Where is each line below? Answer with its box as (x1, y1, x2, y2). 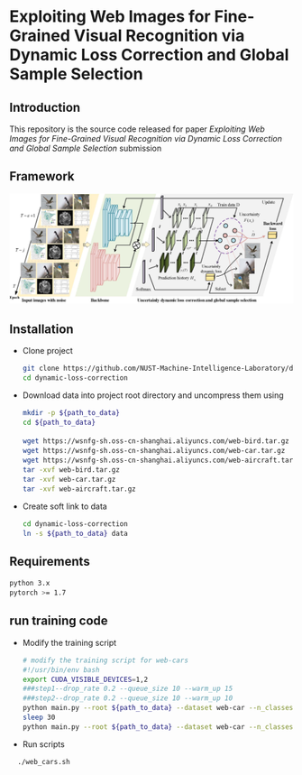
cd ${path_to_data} (22, 418, 96, 427)
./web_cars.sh (17, 757, 70, 766)
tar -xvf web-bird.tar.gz (22, 466, 120, 475)
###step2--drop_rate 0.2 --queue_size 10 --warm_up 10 (22, 694, 233, 703)
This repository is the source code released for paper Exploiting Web (9, 124, 266, 134)
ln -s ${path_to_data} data (22, 529, 128, 538)
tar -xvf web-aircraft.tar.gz (22, 484, 137, 494)
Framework (9, 169, 75, 184)
